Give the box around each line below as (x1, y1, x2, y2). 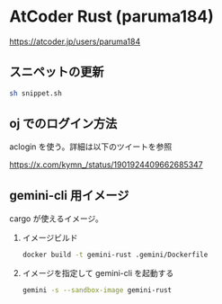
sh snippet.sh (9, 88, 63, 98)
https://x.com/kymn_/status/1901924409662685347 (9, 159, 204, 170)
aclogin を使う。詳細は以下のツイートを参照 (9, 141, 173, 152)
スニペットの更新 (9, 65, 104, 80)
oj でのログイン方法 (9, 116, 118, 131)
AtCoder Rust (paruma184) (9, 6, 214, 27)
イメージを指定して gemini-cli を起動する (22, 268, 174, 279)
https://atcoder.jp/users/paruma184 (9, 36, 141, 47)
